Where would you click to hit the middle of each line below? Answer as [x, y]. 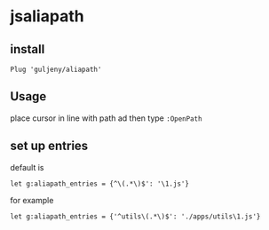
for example [32, 200]
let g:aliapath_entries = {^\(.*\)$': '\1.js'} [100, 184]
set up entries [49, 146]
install [28, 49]
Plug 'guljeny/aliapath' [56, 69]
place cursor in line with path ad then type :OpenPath [106, 118]
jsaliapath [47, 16]
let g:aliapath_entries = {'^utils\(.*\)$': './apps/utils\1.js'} [135, 216]
